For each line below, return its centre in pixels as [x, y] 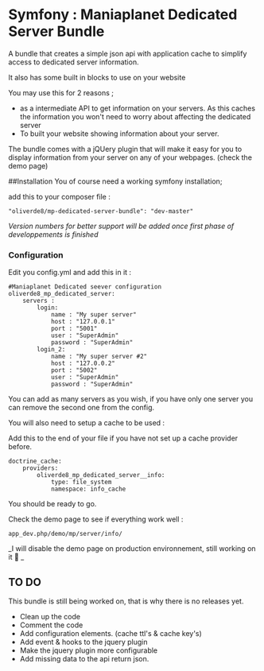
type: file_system [81, 483]
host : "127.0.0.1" [83, 322]
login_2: [51, 350]
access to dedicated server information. [74, 62]
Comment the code [51, 625]
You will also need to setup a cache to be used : [87, 423]
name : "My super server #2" [99, 357]
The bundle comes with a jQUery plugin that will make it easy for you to [125, 149]
